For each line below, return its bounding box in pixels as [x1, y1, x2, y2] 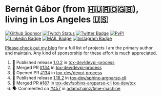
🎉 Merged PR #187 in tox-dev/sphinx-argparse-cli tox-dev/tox [12, 80, 136, 86]
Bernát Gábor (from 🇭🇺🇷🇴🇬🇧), [5, 3, 139, 15]
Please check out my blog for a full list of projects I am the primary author [5, 45, 153, 50]
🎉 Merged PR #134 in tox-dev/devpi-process [12, 64, 102, 70]
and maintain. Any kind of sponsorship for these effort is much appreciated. [5, 50, 157, 56]
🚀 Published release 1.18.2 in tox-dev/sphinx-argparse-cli [12, 75, 127, 80]
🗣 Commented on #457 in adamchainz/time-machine [12, 85, 121, 91]
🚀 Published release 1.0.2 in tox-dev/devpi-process [12, 59, 115, 65]
